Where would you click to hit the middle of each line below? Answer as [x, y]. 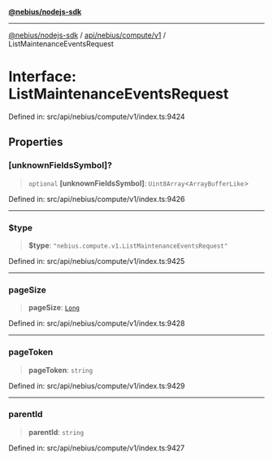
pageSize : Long [54, 308]
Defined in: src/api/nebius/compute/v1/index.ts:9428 [97, 323]
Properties [36, 142]
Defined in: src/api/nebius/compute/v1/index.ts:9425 [97, 261]
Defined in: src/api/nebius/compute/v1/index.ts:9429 [97, 385]
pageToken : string [61, 370]
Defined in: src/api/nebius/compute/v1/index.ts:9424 [97, 116]
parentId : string [56, 432]
